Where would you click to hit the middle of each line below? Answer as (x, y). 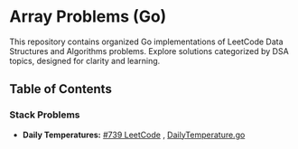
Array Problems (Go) (88, 17)
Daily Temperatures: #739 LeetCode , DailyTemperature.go (134, 135)
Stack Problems (45, 115)
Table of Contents (61, 89)
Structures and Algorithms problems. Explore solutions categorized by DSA (149, 51)
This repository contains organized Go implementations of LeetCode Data (146, 42)
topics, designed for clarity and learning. (85, 61)
